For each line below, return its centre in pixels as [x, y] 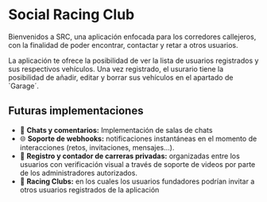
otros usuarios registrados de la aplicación [89, 189]
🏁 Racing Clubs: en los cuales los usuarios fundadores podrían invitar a [137, 181]
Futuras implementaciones [76, 111]
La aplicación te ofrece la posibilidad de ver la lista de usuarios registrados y [133, 60]
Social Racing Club [72, 15]
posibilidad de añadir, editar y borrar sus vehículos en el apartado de [121, 77]
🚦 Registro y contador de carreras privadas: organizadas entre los [130, 156]
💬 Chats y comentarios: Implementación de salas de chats [116, 130]
